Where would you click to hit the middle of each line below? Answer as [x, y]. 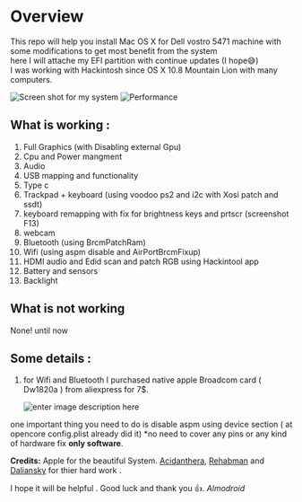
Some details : [51, 358]
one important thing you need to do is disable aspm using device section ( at [151, 425]
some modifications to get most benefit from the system [114, 50]
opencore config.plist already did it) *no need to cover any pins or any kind [149, 434]
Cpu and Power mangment [73, 156]
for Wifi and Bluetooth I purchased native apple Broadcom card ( [142, 380]
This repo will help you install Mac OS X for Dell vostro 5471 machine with [146, 41]
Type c [36, 185]
